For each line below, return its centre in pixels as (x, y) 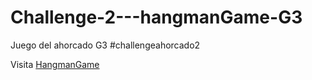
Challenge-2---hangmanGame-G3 (156, 17)
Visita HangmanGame (55, 64)
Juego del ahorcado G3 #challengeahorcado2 (105, 45)
